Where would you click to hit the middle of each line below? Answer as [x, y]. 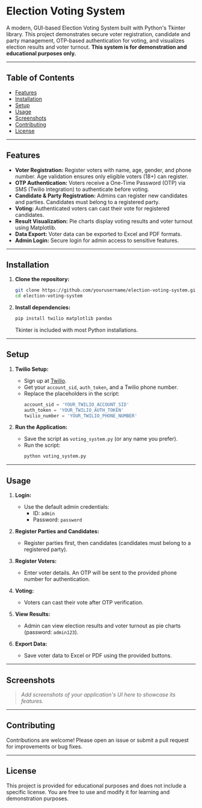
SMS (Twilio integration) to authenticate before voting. [82, 189]
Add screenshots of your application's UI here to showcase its [98, 694]
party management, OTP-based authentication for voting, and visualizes [96, 40]
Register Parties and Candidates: [57, 532]
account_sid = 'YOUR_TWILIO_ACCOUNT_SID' [76, 405]
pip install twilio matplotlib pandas [63, 319]
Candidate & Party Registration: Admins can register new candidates [101, 195]
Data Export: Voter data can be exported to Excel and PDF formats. [98, 234]
